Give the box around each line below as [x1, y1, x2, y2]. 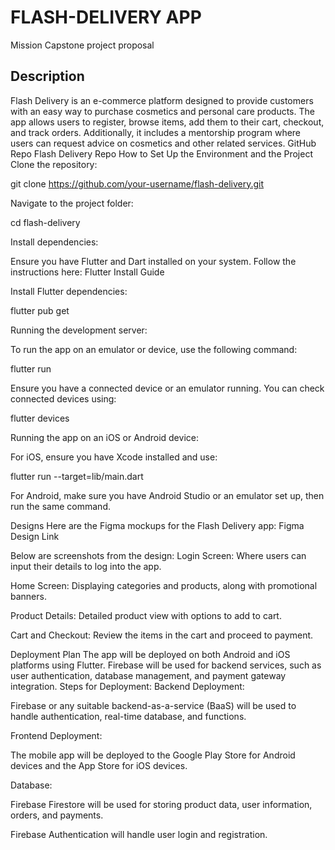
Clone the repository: [10, 158, 98, 170]
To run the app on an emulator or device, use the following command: [10, 343, 298, 355]
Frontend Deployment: [10, 729, 103, 741]
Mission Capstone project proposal [10, 39, 155, 51]
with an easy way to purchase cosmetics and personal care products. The [10, 105, 315, 117]
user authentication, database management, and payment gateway [10, 669, 287, 681]
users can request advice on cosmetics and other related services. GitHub [10, 137, 317, 149]
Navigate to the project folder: [10, 197, 134, 209]
